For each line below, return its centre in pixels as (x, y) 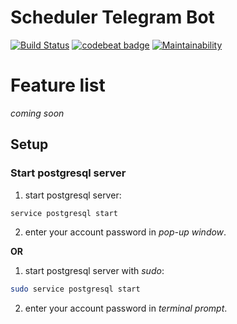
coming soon (37, 113)
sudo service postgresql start (75, 289)
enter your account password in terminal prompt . (126, 308)
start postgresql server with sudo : (94, 271)
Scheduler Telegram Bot (112, 17)
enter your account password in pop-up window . (125, 232)
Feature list (58, 85)
